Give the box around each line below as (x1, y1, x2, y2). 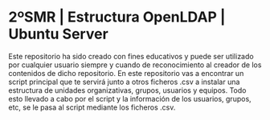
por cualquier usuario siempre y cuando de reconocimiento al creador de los (8, 60, 262, 70)
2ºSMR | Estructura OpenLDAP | (8, 8, 226, 26)
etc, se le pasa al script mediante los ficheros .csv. (8, 102, 176, 112)
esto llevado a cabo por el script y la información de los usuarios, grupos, (8, 94, 252, 103)
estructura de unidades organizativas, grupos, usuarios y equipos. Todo (8, 85, 247, 95)
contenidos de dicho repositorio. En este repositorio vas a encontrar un (8, 68, 244, 78)
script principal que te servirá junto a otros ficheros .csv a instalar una (8, 77, 240, 86)
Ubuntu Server (8, 25, 108, 43)
